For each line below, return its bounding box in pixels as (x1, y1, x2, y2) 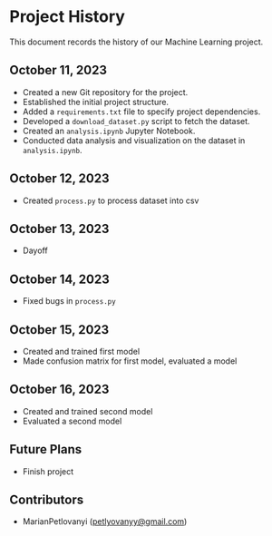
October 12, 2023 (9, 171, 110, 187)
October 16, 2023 (9, 382, 110, 397)
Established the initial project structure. (22, 96, 170, 107)
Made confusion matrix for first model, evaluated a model (22, 356, 238, 366)
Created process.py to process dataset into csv (22, 195, 199, 206)
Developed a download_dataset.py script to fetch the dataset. (22, 115, 251, 126)
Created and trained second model (22, 405, 153, 416)
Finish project (22, 465, 74, 477)
